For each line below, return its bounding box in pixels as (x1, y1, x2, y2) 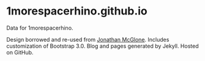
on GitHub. (6, 48, 34, 56)
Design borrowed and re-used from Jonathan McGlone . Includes (6, 36, 170, 43)
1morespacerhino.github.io (6, 4, 148, 18)
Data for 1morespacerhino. (6, 24, 73, 31)
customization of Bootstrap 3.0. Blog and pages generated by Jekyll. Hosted (6, 42, 199, 50)
